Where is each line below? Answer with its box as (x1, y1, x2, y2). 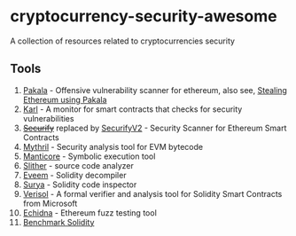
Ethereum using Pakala (22, 94, 107, 105)
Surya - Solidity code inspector (22, 179, 137, 190)
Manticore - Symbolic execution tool (22, 151, 156, 161)
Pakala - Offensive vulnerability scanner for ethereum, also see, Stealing (22, 84, 287, 95)
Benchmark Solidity (22, 216, 95, 227)
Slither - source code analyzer (22, 160, 134, 170)
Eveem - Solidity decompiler (22, 169, 127, 180)
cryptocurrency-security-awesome (10, 6, 277, 27)
